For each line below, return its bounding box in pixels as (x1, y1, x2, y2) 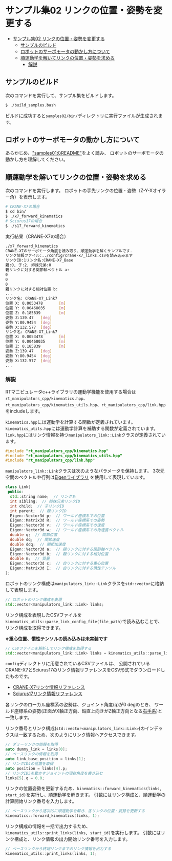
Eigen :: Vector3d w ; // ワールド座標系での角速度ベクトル (10, 528, 124, 533)
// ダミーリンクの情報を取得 (5, 742, 58, 747)
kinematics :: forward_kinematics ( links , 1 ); (5, 813, 100, 818)
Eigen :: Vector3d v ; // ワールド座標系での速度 (10, 522, 105, 528)
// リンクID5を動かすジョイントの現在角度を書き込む (5, 771, 103, 776)
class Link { (5, 484, 31, 490)
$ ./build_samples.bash (5, 102, 56, 108)
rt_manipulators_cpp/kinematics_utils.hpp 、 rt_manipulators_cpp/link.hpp (5, 401, 166, 407)
